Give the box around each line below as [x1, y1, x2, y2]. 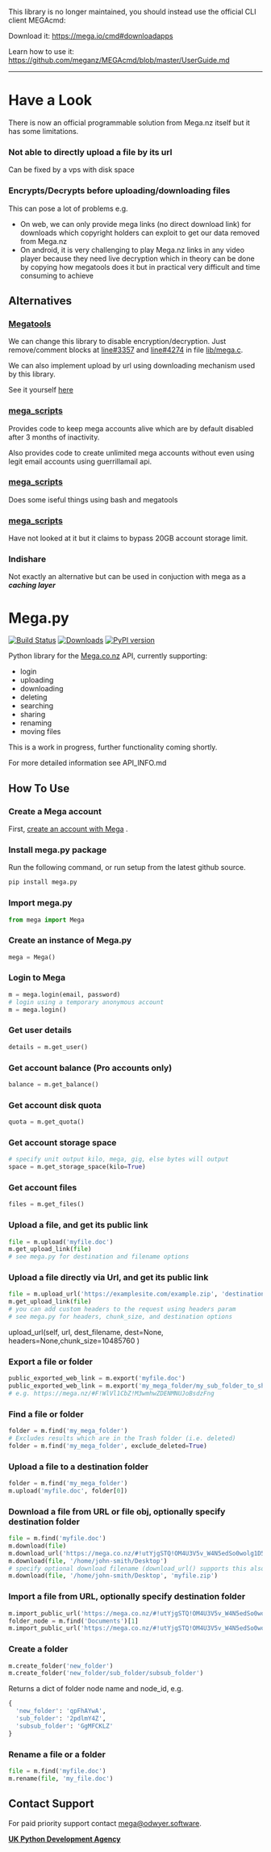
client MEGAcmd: [8, 15, 66, 25]
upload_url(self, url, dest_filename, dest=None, [8, 1327, 164, 1337]
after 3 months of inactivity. [8, 432, 100, 442]
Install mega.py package [8, 844, 107, 855]
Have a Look [8, 91, 93, 110]
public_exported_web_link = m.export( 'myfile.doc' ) [8, 1375, 186, 1383]
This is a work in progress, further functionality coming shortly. [8, 742, 218, 752]
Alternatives [8, 294, 73, 308]
